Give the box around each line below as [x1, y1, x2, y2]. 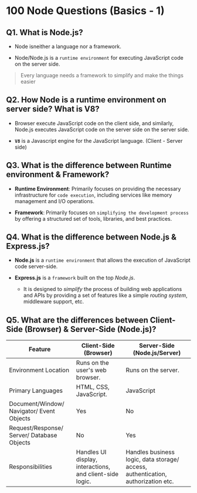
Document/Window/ [9, 400, 64, 408]
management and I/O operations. [14, 197, 95, 204]
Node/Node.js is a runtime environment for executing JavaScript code [14, 54, 184, 61]
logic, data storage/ [125, 456, 179, 464]
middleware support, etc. [23, 298, 84, 305]
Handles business [125, 448, 175, 456]
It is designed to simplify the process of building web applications [23, 286, 182, 293]
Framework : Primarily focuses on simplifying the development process [14, 209, 189, 216]
